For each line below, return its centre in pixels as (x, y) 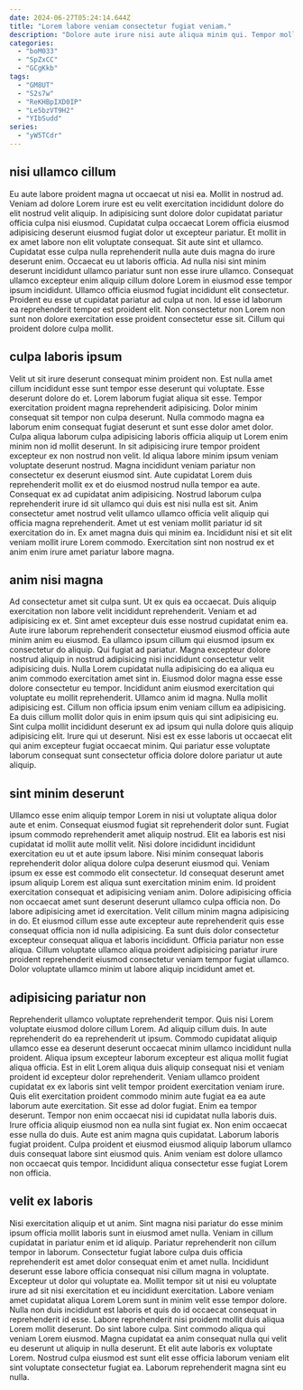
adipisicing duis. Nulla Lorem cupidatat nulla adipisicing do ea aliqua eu (142, 669)
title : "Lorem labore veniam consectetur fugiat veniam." (120, 26)
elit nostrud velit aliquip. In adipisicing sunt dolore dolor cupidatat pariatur (146, 213)
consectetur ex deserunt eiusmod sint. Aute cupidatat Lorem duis (131, 475)
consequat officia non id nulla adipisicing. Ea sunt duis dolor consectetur (144, 931)
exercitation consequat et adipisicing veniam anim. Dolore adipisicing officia (150, 893)
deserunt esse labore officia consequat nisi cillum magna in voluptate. (139, 1271)
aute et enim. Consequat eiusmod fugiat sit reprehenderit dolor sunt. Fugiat (149, 825)
